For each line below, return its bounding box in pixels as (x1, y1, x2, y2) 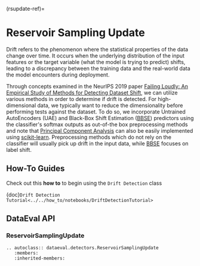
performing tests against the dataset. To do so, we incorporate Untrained (6, 108, 186, 115)
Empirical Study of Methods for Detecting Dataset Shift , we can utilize (6, 89, 178, 96)
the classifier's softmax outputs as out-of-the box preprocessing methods (6, 121, 188, 128)
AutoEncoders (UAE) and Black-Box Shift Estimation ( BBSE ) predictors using (6, 114, 194, 121)
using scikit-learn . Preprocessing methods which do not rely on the (6, 133, 172, 140)
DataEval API (6, 213, 56, 224)
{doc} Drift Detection (6, 191, 60, 198)
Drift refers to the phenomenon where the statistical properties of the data (6, 45, 189, 53)
